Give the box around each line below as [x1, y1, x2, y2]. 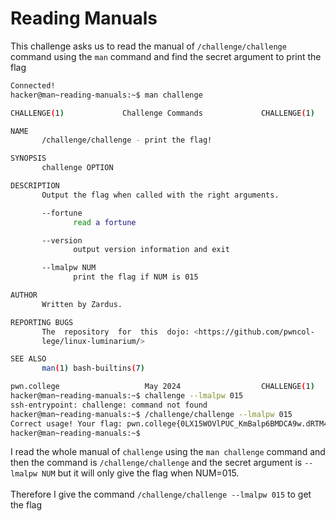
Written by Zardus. [41, 299, 123, 309]
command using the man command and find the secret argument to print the [10, 50, 322, 62]
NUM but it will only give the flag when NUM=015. [41, 467, 240, 479]
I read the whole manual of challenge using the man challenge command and [10, 446, 326, 458]
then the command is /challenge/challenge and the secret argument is [10, 457, 303, 469]
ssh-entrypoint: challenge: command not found [10, 400, 208, 410]
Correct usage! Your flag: [10, 418, 123, 429]
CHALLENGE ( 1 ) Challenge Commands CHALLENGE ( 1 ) [10, 108, 315, 118]
